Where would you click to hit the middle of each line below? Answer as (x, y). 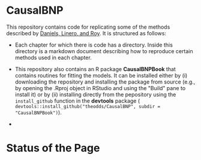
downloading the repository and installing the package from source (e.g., (105, 82)
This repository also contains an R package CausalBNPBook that (95, 69)
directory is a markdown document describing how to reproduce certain (104, 51)
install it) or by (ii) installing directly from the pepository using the (95, 94)
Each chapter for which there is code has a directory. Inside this (94, 45)
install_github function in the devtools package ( (77, 101)
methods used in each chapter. (53, 57)
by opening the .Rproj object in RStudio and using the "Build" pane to (100, 88)
